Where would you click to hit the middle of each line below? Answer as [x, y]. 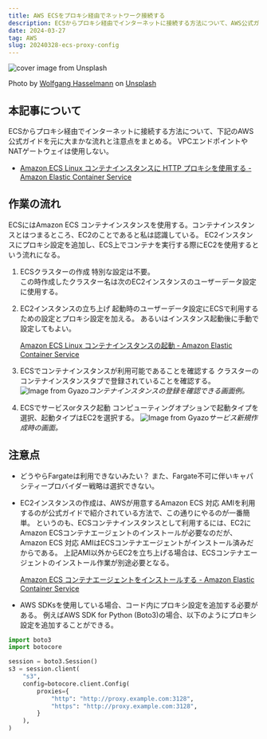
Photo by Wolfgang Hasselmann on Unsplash [82, 84]
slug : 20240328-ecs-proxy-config [64, 45]
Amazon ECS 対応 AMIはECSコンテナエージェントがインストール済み [133, 542]
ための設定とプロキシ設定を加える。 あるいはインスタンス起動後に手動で [139, 318]
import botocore [35, 647]
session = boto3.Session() [53, 662]
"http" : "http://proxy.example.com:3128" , [122, 698]
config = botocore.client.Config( [76, 684]
